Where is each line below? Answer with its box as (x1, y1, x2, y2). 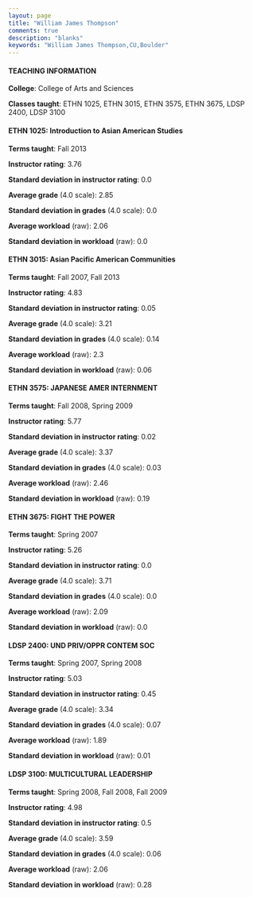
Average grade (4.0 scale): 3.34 (8, 705, 114, 714)
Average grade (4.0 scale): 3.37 (8, 447, 114, 457)
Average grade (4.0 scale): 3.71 (8, 576, 112, 586)
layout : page (8, 11, 52, 20)
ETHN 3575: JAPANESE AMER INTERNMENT (8, 384, 158, 393)
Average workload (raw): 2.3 (8, 349, 104, 359)
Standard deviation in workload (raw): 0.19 (8, 494, 150, 503)
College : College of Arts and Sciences (8, 84, 134, 93)
